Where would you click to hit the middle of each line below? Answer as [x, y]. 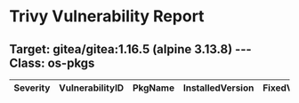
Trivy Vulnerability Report [107, 16]
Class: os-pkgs [52, 63]
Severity [32, 88]
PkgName [154, 88]
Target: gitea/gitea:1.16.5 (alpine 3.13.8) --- [130, 49]
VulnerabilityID [92, 88]
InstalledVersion [218, 88]
